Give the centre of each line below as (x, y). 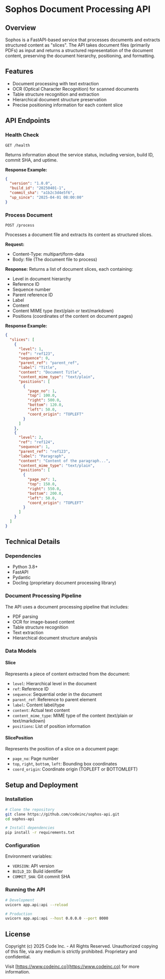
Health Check (22, 135)
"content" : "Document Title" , (50, 372)
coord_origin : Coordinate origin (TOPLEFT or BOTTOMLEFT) (75, 769)
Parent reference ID (33, 295)
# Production (19, 914)
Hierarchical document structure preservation (59, 99)
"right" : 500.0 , (44, 400)
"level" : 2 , (31, 438)
